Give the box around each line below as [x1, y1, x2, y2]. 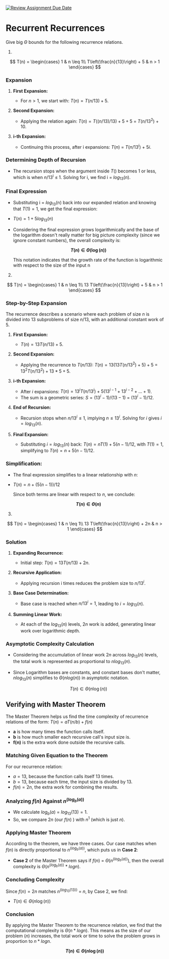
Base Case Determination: [13, 590, 69, 596]
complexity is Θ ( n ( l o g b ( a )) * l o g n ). [13, 863, 81, 870]
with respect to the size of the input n [13, 262, 91, 268]
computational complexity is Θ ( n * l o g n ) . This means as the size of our [6, 928, 151, 934]
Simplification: [6, 460, 42, 467]
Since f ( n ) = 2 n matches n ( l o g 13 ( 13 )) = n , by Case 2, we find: [6, 887, 128, 894]
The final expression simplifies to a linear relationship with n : [13, 471, 138, 477]
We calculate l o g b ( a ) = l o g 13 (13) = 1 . [13, 809, 88, 816]
